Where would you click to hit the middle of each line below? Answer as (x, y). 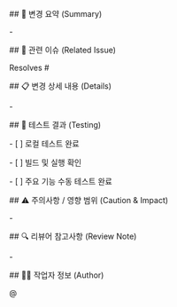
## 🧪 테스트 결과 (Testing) (55, 125)
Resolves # (30, 67)
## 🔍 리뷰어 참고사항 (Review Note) (73, 236)
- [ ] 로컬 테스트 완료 (44, 144)
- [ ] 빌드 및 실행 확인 (46, 162)
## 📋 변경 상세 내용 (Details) (61, 86)
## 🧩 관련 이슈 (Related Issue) (63, 50)
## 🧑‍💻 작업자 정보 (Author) (57, 275)
